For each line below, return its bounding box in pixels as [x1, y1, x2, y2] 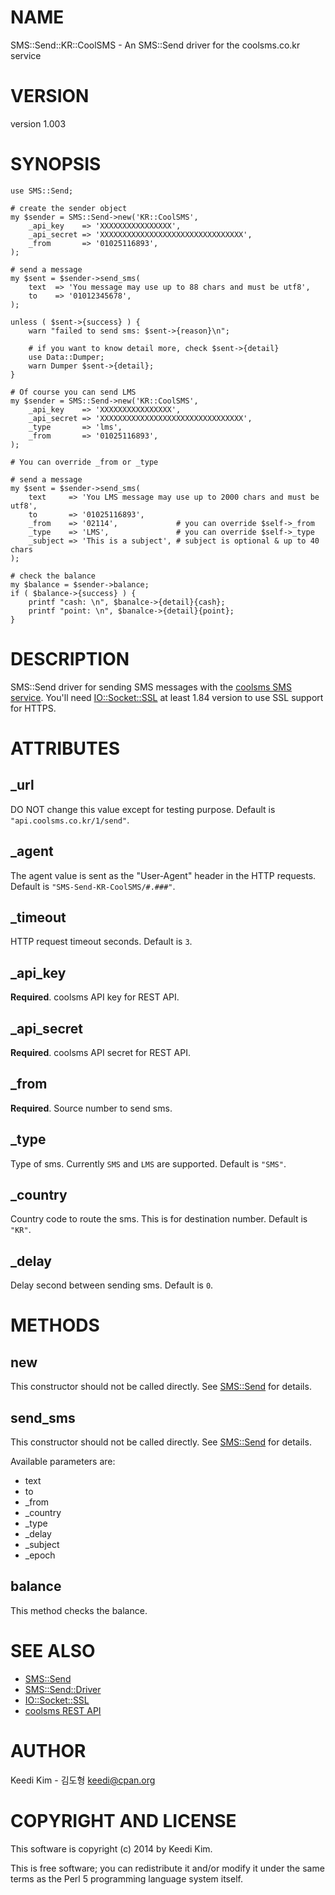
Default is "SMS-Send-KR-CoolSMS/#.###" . [10, 880, 176, 892]
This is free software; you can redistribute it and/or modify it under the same [10, 1862, 325, 1874]
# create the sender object [10, 203, 128, 213]
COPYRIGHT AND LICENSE [10, 1809, 237, 1832]
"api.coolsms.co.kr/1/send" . [10, 814, 130, 826]
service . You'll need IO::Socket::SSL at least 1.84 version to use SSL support [10, 691, 324, 703]
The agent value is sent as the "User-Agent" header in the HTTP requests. [10, 869, 317, 881]
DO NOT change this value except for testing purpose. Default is [10, 803, 276, 815]
